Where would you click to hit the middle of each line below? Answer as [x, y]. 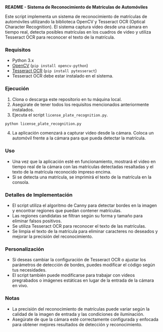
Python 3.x [23, 60]
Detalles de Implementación [39, 195]
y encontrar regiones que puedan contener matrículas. [67, 211]
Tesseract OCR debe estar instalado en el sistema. [63, 76]
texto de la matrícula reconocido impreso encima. [62, 172]
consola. [21, 182]
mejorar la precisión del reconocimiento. [53, 236]
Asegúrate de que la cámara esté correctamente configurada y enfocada [85, 319]
